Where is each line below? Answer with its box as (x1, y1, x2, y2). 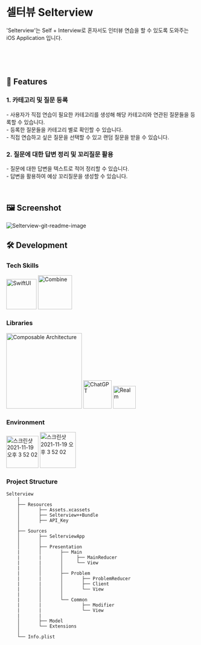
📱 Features (6, 77, 48, 87)
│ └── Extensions (17, 623, 77, 629)
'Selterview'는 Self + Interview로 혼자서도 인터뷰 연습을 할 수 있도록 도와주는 (6, 27, 189, 34)
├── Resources (17, 502, 53, 508)
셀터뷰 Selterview (6, 5, 94, 19)
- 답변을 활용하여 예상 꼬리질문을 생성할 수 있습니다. (6, 172, 128, 180)
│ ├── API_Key (17, 517, 69, 523)
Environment (6, 418, 45, 426)
